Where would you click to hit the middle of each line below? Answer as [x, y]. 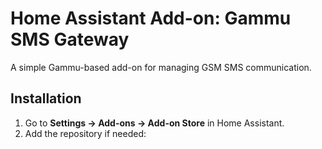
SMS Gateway [70, 39]
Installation [46, 98]
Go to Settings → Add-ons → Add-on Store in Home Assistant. [154, 123]
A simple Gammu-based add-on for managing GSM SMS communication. [161, 67]
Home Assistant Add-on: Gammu [151, 18]
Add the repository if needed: [85, 133]
